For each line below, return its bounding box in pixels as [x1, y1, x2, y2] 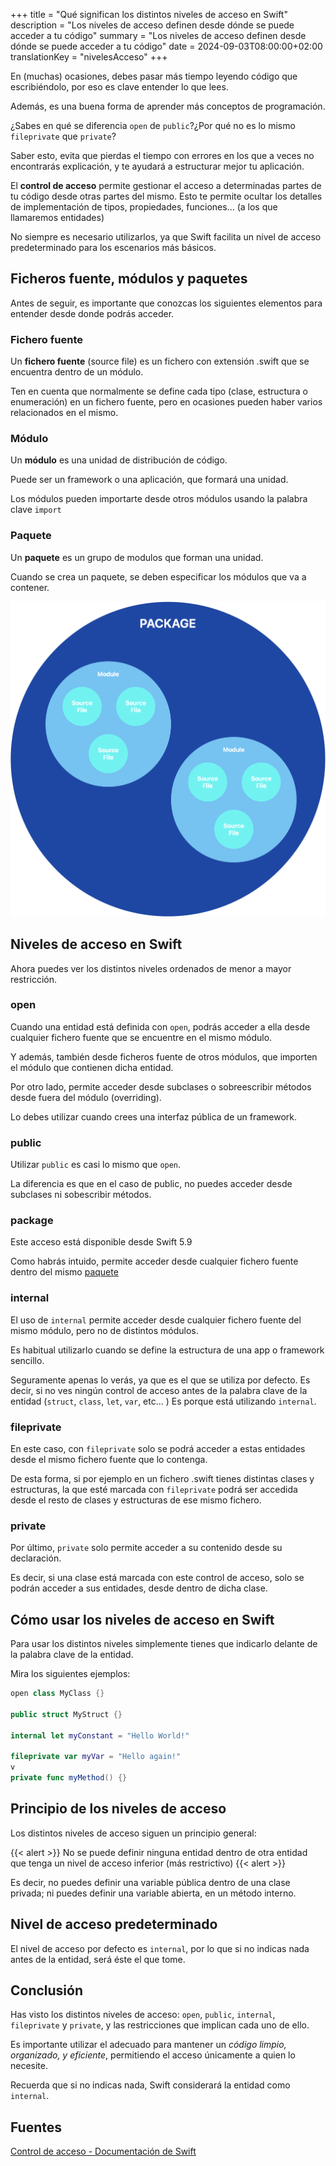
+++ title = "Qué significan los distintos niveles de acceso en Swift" [10, 9, 288, 20]
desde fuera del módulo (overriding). [10, 1091, 162, 1103]
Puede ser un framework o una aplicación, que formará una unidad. [10, 474, 289, 486]
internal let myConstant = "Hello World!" [10, 1730, 190, 1741]
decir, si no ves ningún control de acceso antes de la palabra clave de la [10, 1384, 308, 1396]
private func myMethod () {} [10, 1773, 128, 1783]
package [10, 1214, 54, 1228]
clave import [10, 504, 62, 516]
